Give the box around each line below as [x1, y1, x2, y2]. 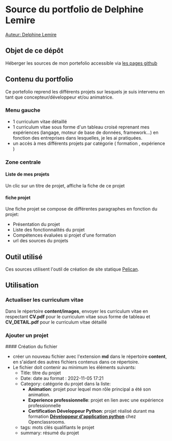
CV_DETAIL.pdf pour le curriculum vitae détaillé [5, 319, 107, 325]
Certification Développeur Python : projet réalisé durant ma [28, 408, 155, 414]
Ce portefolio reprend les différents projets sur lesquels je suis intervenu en [5, 88, 165, 94]
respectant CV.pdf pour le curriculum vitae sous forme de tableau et [5, 313, 150, 319]
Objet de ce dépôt [5, 46, 64, 55]
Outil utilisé [5, 253, 43, 261]
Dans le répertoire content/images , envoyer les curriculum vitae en [5, 308, 148, 314]
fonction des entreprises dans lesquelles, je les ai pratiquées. [12, 135, 143, 141]
